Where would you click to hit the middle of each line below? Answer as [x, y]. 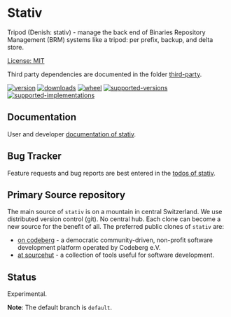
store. [16, 47]
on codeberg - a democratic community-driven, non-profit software [115, 240]
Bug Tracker [34, 156]
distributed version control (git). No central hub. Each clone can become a [114, 219]
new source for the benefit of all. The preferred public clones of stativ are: [116, 227]
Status [22, 277]
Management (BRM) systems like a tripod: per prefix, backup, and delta [110, 39]
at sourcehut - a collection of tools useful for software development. [116, 255]
